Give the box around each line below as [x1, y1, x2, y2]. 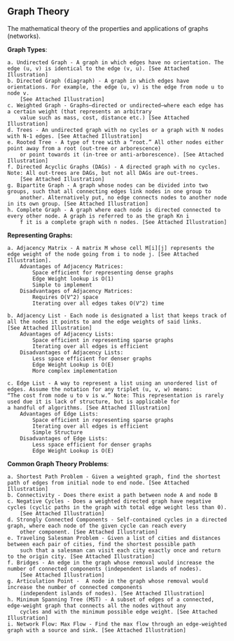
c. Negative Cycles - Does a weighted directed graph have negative [7, 498, 212, 505]
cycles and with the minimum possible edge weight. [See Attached [20, 608, 218, 615]
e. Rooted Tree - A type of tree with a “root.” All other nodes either [7, 138, 224, 146]
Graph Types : [7, 45, 48, 53]
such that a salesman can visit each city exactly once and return [20, 547, 221, 554]
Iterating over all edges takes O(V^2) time [32, 300, 165, 307]
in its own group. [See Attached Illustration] [7, 200, 149, 207]
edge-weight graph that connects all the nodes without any [7, 602, 187, 609]
